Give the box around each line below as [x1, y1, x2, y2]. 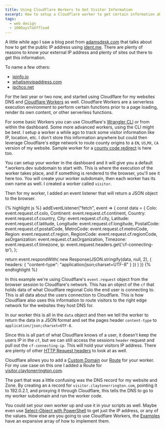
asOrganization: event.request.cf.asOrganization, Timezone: [5, 237, 127, 243]
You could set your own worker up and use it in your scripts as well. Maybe [5, 402, 157, 408]
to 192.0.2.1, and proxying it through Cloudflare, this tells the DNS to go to [5, 388, 154, 394]
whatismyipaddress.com [12, 79, 62, 85]
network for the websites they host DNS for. [5, 303, 94, 308]
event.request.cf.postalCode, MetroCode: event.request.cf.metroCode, [5, 226, 148, 232]
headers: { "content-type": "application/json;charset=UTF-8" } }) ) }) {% [5, 262, 151, 268]
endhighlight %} [5, 267, 38, 273]
